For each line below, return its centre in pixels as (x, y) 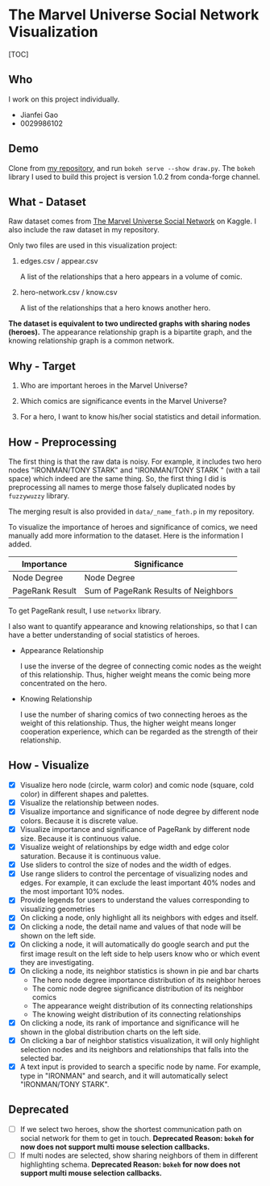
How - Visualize (49, 766)
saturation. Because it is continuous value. (90, 856)
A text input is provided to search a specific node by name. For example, (140, 1067)
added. (20, 544)
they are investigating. (57, 962)
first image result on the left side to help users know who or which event (140, 954)
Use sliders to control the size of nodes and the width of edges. (126, 865)
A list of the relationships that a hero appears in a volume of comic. (131, 277)
